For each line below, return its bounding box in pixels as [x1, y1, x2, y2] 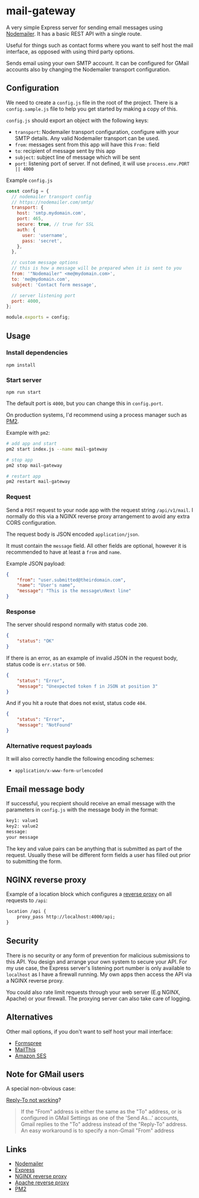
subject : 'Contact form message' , [11, 281, 97, 288]
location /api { [6, 908, 46, 914]
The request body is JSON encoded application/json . [6, 531, 140, 538]
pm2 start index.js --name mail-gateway [6, 446, 108, 452]
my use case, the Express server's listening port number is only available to [6, 964, 191, 971]
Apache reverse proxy [14, 1179, 70, 1186]
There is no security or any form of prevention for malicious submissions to [6, 952, 190, 959]
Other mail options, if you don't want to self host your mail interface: [6, 1028, 173, 1035]
